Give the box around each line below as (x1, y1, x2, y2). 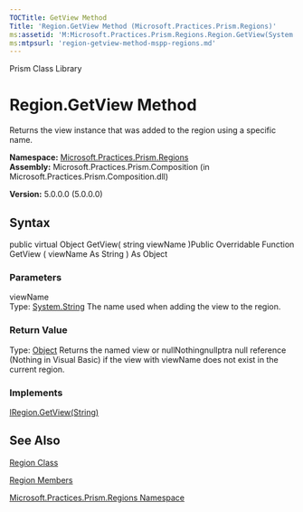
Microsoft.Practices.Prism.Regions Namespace (9, 492, 185, 503)
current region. (9, 364, 65, 375)
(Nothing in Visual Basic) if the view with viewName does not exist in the (9, 354, 279, 365)
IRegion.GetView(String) (9, 406, 99, 417)
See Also (9, 433, 61, 449)
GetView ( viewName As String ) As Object (9, 249, 168, 259)
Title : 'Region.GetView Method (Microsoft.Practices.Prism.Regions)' (9, 22, 278, 31)
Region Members (9, 474, 74, 485)
